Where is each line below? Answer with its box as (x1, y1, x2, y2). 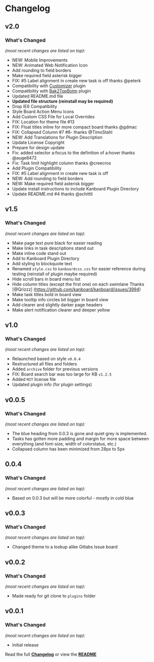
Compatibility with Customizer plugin (12, 83, 86, 89)
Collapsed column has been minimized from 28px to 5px (12, 446, 125, 452)
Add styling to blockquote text (12, 260, 73, 267)
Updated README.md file (12, 93, 63, 99)
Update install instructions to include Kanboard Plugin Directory (12, 186, 139, 191)
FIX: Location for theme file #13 (12, 119, 75, 125)
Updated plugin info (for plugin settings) (12, 381, 92, 388)
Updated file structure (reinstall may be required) (12, 98, 113, 104)
